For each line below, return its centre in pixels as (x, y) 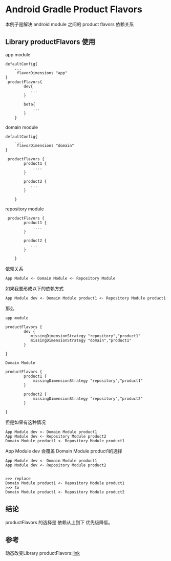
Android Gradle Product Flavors (74, 9)
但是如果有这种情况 (26, 422)
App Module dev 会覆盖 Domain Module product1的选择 (64, 451)
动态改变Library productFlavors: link (43, 553)
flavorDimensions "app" (42, 73)
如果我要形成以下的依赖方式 (35, 288)
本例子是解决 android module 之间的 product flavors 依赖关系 (70, 24)
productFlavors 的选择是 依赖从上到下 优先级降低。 (59, 522)
